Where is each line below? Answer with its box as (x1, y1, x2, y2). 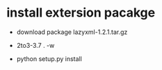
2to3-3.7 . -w (16, 41, 55, 49)
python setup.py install (16, 54, 83, 63)
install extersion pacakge (6, 5, 156, 21)
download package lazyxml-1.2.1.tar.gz (16, 28, 128, 36)
